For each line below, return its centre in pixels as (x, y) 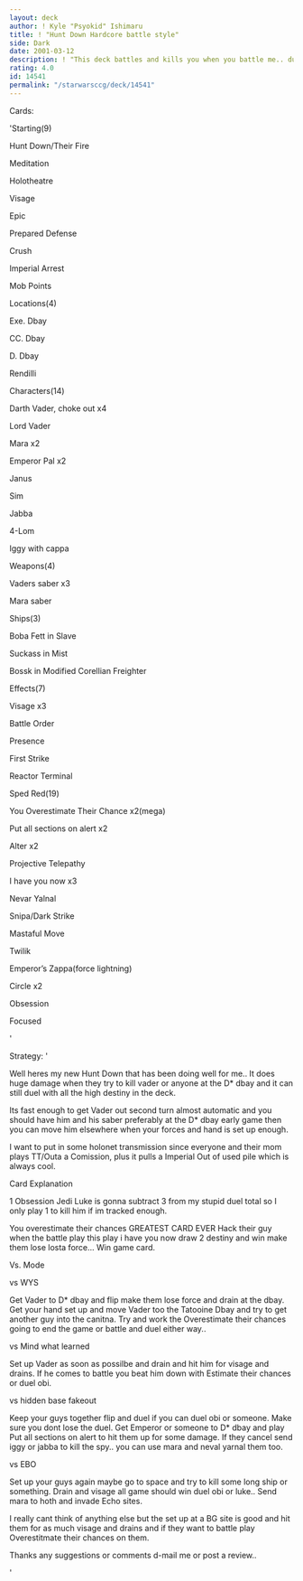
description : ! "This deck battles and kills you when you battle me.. (147, 60)
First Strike (29, 758)
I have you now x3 (43, 881)
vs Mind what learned (50, 1346)
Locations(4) (33, 303)
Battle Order (32, 723)
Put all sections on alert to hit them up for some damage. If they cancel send (151, 1436)
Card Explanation (41, 1183)
